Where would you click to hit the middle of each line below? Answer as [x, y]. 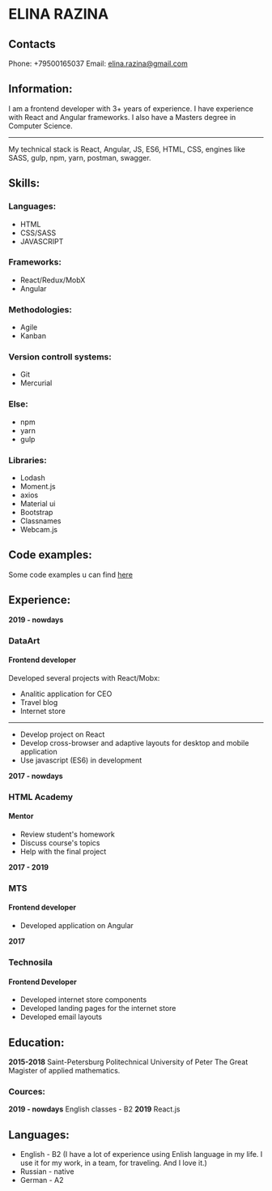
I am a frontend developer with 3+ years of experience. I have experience [131, 108]
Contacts [32, 44]
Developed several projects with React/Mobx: [84, 677]
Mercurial [36, 383]
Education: [36, 1042]
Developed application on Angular [76, 925]
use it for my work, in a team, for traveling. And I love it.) [114, 1163]
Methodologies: [40, 309]
